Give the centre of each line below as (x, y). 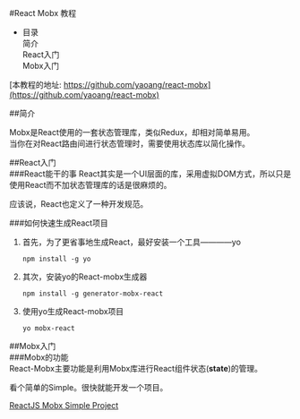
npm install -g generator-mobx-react (93, 294)
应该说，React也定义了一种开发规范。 (79, 204)
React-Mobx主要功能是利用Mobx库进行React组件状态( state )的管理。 (136, 368)
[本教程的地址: (36, 85)
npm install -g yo (56, 259)
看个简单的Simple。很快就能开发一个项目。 (89, 387)
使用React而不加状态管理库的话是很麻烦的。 (90, 185)
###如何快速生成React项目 (59, 223)
